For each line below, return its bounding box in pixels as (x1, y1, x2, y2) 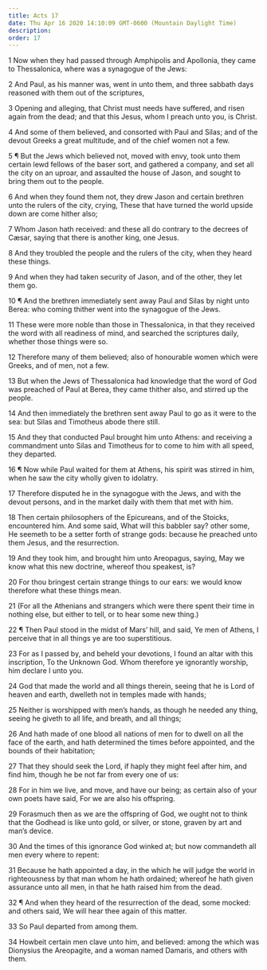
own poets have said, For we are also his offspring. (8, 794, 175, 804)
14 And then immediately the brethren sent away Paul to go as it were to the (8, 409, 257, 418)
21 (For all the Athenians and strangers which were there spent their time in (8, 601, 255, 611)
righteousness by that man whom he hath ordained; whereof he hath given (8, 874, 253, 884)
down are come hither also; (8, 209, 98, 219)
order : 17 (8, 33, 41, 42)
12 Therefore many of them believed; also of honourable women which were (8, 352, 259, 362)
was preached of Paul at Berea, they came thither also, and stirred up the (8, 385, 249, 394)
